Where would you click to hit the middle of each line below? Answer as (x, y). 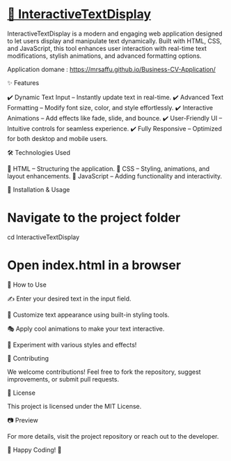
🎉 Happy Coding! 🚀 (34, 450)
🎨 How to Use (27, 285)
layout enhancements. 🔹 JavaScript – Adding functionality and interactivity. (115, 176)
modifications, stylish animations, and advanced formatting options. (104, 56)
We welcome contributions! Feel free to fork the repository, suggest (104, 372)
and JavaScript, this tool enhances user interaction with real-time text (107, 48)
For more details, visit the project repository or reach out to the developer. (113, 436)
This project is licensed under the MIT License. (74, 406)
